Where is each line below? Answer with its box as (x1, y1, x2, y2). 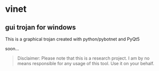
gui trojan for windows (5, 23, 76, 32)
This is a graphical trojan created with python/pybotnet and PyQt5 (5, 36, 140, 42)
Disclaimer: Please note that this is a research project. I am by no (17, 55, 150, 61)
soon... (5, 46, 19, 51)
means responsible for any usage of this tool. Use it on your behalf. (17, 61, 155, 66)
